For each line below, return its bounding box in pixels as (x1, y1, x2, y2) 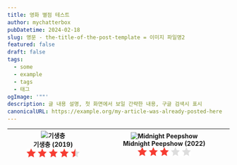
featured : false (7, 41, 55, 49)
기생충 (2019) (32, 140, 73, 148)
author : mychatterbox (7, 18, 71, 26)
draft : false (7, 49, 46, 56)
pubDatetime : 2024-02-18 (7, 26, 80, 33)
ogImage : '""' (7, 93, 49, 100)
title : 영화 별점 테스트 (7, 11, 71, 18)
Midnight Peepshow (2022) (123, 139, 206, 147)
